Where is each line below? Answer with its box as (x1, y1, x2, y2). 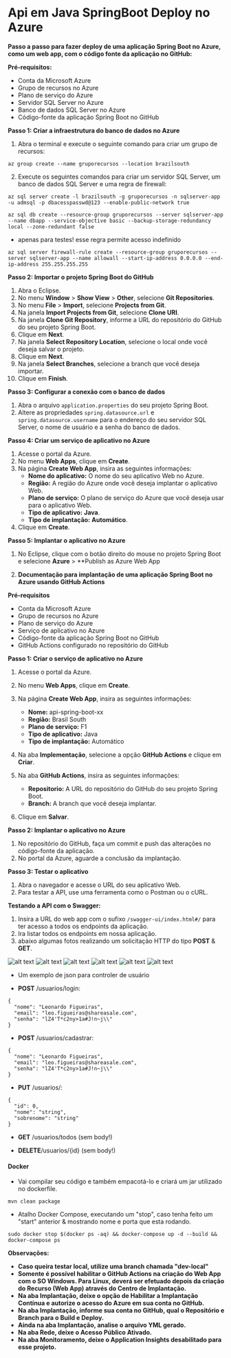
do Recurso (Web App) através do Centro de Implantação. (17, 1284, 186, 1292)
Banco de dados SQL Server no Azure (17, 106, 126, 114)
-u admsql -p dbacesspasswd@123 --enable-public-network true (8, 199, 190, 206)
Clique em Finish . (17, 374, 68, 382)
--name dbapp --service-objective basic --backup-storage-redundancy (8, 217, 212, 224)
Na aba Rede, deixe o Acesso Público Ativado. (17, 1328, 152, 1337)
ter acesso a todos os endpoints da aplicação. (17, 922, 148, 930)
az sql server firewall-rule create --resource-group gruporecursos (8, 248, 208, 256)
